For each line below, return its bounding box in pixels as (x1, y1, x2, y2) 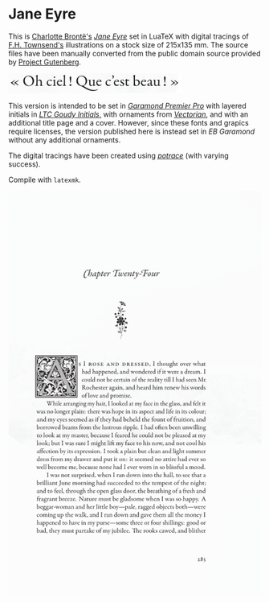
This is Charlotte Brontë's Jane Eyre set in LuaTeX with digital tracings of (8, 31, 249, 41)
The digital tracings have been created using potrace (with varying (8, 150, 229, 160)
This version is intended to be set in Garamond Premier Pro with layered (8, 101, 247, 110)
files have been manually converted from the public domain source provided (8, 48, 261, 58)
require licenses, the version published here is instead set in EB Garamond (8, 126, 255, 136)
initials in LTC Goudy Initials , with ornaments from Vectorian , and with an (8, 109, 249, 119)
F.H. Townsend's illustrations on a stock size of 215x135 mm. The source (8, 39, 249, 49)
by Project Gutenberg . (8, 57, 82, 67)
